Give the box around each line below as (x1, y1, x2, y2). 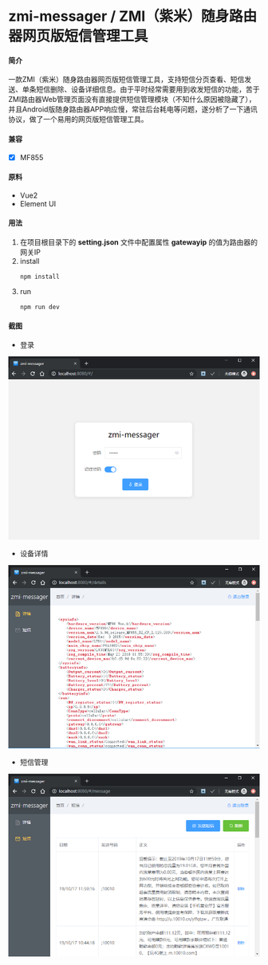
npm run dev (19, 304, 60, 312)
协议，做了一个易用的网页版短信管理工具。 (8, 115, 148, 124)
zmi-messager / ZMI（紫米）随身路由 (8, 7, 258, 25)
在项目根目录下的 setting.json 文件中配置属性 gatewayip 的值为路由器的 (19, 237, 258, 247)
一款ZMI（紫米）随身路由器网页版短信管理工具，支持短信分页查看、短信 (8, 75, 245, 84)
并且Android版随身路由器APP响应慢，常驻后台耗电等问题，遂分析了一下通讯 (8, 104, 258, 114)
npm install (19, 273, 60, 281)
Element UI (19, 198, 57, 208)
